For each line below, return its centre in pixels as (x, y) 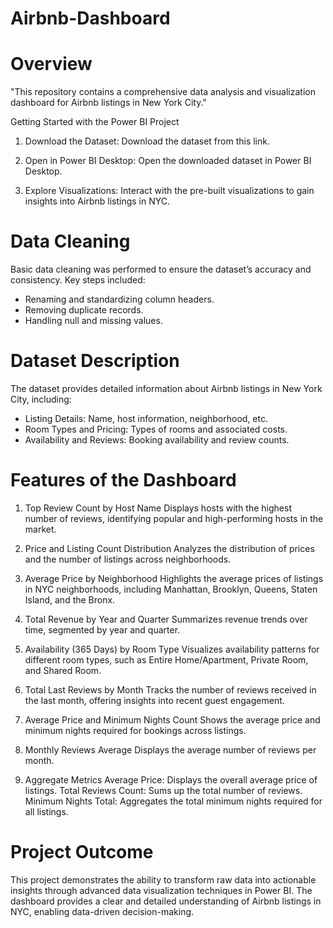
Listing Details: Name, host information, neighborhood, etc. (146, 418)
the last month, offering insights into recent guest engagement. (154, 700)
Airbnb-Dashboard (90, 18)
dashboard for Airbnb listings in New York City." (108, 103)
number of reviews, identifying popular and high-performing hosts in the (174, 518)
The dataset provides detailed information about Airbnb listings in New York (166, 388)
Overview (51, 64)
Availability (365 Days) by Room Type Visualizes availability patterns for (172, 649)
